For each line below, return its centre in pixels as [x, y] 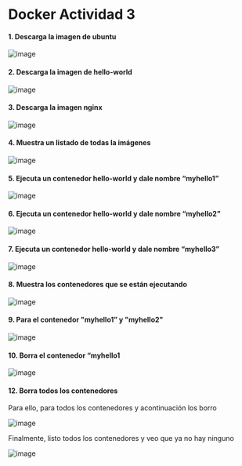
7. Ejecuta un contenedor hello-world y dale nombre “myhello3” [114, 249]
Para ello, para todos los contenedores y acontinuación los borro [112, 408]
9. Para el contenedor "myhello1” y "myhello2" [86, 320]
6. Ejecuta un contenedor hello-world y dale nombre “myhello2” [114, 213]
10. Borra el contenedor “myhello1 [64, 355]
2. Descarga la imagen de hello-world [70, 71]
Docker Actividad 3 [72, 15]
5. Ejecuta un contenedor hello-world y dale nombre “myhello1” [114, 178]
